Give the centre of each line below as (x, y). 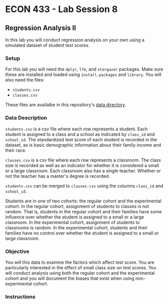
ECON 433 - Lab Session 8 (61, 9)
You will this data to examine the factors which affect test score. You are (80, 262)
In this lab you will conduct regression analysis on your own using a (75, 40)
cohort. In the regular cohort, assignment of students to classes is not (77, 206)
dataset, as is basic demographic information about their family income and (83, 145)
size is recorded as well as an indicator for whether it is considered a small (82, 165)
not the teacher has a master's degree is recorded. (58, 176)
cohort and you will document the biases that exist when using (70, 278)
